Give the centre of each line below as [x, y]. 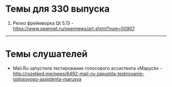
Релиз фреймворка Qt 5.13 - [43, 23]
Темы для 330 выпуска [58, 9]
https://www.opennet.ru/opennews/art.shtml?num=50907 [74, 28]
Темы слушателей [47, 54]
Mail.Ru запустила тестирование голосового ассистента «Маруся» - [88, 68]
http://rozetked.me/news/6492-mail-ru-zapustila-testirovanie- [78, 73]
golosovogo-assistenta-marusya [47, 79]
